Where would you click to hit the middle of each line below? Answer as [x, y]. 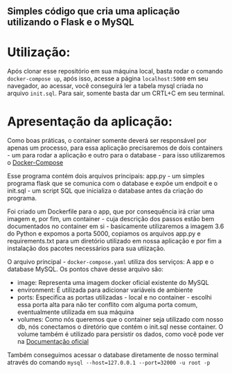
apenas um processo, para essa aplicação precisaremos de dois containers [115, 148]
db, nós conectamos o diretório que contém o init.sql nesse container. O [120, 327]
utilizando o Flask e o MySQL [71, 23]
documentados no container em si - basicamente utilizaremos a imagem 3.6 [116, 226]
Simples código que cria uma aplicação [93, 11]
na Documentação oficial [53, 342]
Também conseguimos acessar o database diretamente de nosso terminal [113, 355]
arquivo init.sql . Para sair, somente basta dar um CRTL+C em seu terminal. [116, 94]
